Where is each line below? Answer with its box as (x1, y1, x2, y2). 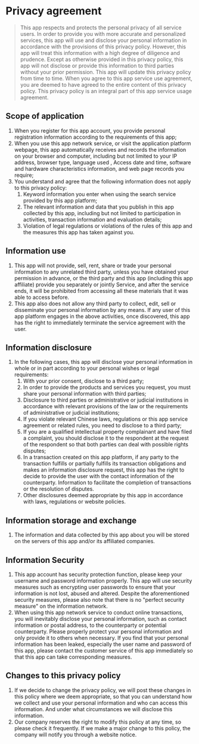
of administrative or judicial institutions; (23, 409, 120, 417)
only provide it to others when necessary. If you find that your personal (14, 635, 189, 641)
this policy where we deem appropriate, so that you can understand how (14, 693, 192, 700)
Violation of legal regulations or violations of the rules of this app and (23, 222, 193, 229)
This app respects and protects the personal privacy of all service (20, 24, 182, 31)
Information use (5, 246, 66, 256)
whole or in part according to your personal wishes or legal (14, 365, 159, 372)
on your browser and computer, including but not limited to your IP (14, 152, 178, 160)
